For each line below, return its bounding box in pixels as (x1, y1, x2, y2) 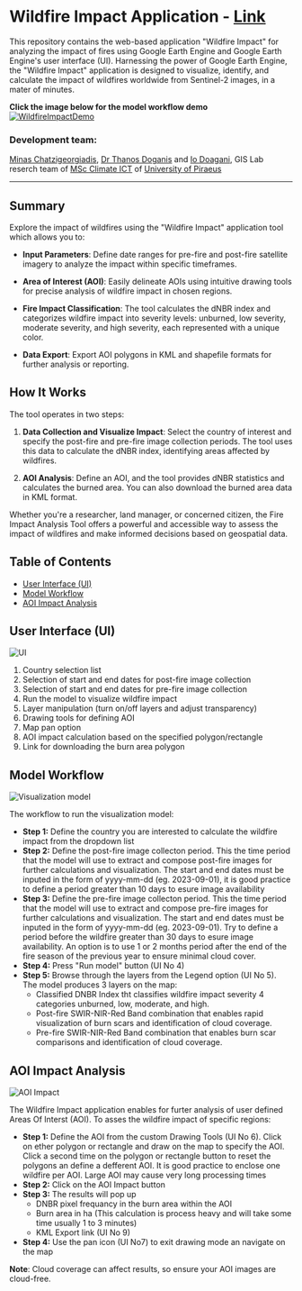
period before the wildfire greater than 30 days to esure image (22, 932, 254, 942)
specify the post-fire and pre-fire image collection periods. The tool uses (22, 435, 293, 447)
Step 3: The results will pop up (22, 1189, 137, 1200)
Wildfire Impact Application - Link (9, 6, 267, 27)
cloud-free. (9, 1273, 51, 1285)
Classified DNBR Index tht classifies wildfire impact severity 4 (35, 989, 264, 1000)
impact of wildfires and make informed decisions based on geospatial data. (9, 528, 289, 539)
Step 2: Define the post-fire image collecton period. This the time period (22, 845, 290, 857)
